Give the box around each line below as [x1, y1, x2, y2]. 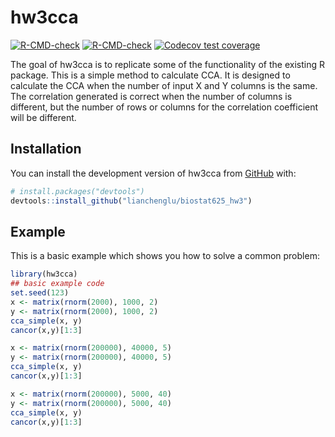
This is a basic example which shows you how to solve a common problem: [10, 250, 320, 262]
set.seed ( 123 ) [10, 288, 70, 298]
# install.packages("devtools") [10, 186, 145, 196]
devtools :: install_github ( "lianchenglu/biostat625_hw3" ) [10, 196, 253, 206]
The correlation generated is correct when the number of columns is [10, 90, 293, 102]
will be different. [10, 111, 77, 123]
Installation [10, 141, 82, 158]
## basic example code [10, 279, 105, 289]
